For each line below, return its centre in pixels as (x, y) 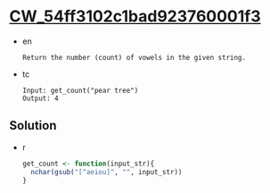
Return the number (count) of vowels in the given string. (134, 57)
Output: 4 (41, 98)
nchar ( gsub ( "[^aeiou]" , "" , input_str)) (106, 172)
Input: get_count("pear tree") (80, 90)
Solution (33, 126)
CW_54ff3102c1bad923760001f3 (135, 17)
